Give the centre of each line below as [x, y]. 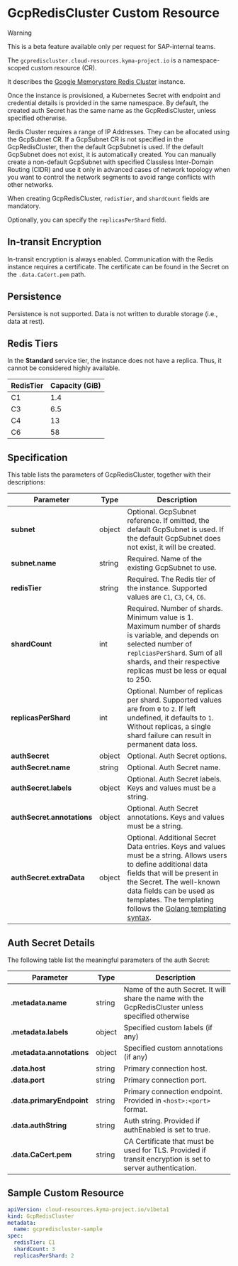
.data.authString [39, 1125]
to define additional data [168, 865]
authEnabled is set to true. [167, 1130]
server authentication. [160, 1168]
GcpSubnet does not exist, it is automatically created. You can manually [112, 154]
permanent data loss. [162, 745]
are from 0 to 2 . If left [161, 709]
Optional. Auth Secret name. [174, 767]
